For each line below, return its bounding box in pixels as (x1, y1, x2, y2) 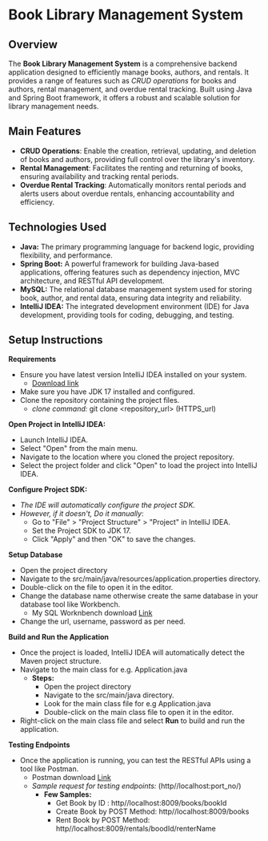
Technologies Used (8, 221, 106, 234)
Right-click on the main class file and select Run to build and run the (19, 716, 246, 725)
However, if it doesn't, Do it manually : (19, 509, 144, 518)
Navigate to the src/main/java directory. (43, 690, 174, 700)
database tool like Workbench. (19, 599, 121, 609)
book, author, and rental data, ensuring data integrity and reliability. (19, 293, 242, 303)
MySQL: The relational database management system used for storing (19, 284, 252, 294)
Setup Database (8, 550, 63, 559)
